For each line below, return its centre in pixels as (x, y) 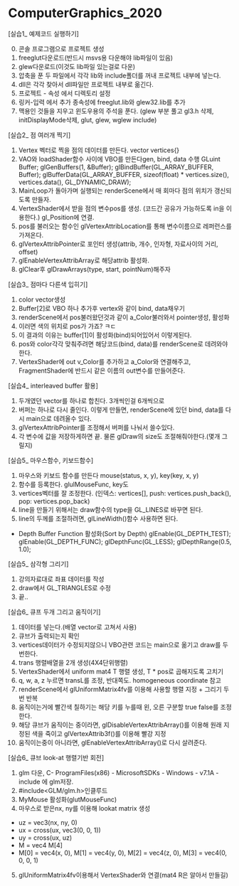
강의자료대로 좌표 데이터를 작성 (61, 579)
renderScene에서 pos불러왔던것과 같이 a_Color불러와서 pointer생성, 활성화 (124, 317)
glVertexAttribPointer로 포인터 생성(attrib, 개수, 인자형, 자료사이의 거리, (118, 244)
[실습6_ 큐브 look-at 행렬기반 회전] (56, 757)
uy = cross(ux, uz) (45, 838)
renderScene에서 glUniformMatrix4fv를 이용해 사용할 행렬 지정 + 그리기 (120, 689)
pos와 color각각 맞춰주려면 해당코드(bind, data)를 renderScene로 (111, 343)
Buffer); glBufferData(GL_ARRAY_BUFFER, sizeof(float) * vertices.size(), (124, 174)
